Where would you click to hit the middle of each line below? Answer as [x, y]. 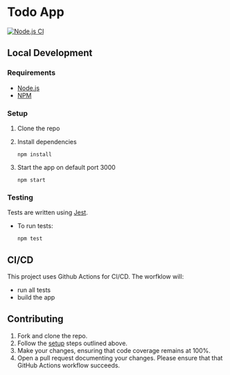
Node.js [28, 88]
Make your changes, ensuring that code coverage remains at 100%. [114, 350]
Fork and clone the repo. [52, 335]
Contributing [35, 319]
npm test [30, 239]
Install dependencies [47, 141]
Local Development [50, 53]
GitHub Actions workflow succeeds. [68, 365]
